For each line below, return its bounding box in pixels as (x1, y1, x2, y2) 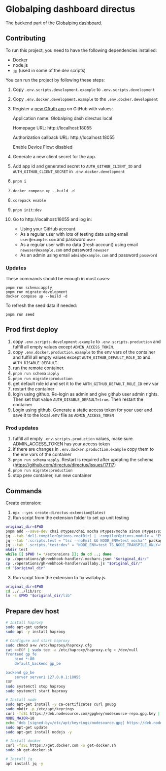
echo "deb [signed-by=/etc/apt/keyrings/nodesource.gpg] (5, 720, 125, 725)
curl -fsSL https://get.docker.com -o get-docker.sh (5, 743, 116, 748)
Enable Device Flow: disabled (12, 144, 73, 150)
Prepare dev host (5, 607, 60, 615)
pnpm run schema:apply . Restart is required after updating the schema (12, 457, 154, 463)
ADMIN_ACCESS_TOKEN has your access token (12, 441, 110, 447)
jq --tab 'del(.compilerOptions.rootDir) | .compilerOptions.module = (5, 533, 154, 538)
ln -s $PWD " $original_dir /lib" (5, 593, 72, 599)
